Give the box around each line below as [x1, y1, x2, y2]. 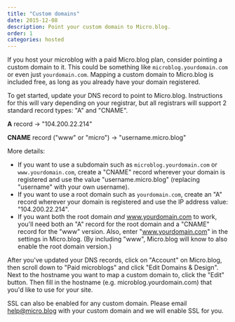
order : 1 [7, 29, 33, 37]
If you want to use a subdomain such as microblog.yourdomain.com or [17, 160, 217, 169]
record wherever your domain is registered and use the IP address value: [17, 197, 228, 206]
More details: [7, 147, 46, 155]
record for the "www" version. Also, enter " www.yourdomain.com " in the [17, 227, 228, 236]
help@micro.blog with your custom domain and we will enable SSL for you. [7, 307, 224, 315]
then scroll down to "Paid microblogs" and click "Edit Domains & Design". [7, 263, 219, 272]
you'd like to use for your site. [7, 286, 93, 294]
